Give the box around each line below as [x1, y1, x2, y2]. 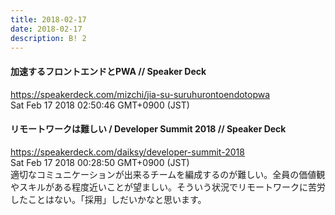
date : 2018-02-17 [10, 24, 83, 34]
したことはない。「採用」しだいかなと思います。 [10, 193, 207, 205]
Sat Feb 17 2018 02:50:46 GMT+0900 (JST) [10, 99, 190, 111]
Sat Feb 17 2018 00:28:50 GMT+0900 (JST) [10, 156, 190, 168]
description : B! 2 [10, 33, 87, 43]
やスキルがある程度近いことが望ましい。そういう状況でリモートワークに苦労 [10, 181, 326, 193]
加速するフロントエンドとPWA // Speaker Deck [10, 65, 207, 77]
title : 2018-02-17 [10, 14, 87, 25]
